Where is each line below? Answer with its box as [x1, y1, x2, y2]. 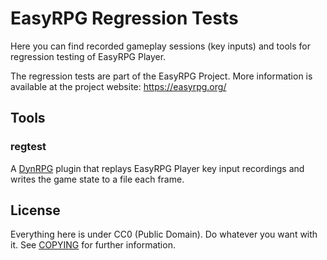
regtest [10, 140, 47, 154]
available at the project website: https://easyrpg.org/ [10, 80, 227, 92]
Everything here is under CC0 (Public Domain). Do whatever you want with [10, 228, 318, 241]
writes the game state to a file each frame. [10, 173, 185, 185]
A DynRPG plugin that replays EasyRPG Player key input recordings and [10, 162, 305, 174]
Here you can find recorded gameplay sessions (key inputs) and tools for [10, 40, 311, 52]
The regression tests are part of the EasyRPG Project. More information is [10, 70, 313, 82]
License [10, 202, 61, 219]
